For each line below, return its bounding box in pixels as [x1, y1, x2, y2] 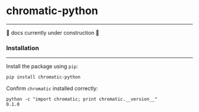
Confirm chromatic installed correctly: [6, 85, 98, 92]
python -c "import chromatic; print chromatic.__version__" [6, 96, 158, 103]
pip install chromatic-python [6, 74, 81, 80]
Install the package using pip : [6, 63, 78, 70]
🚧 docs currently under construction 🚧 [6, 29, 99, 36]
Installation [6, 44, 40, 52]
